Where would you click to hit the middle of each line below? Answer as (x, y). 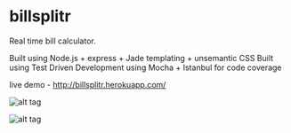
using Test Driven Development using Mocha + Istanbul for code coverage (145, 67)
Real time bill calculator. (53, 41)
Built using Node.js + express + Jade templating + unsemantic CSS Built (141, 58)
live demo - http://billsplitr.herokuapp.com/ (88, 84)
